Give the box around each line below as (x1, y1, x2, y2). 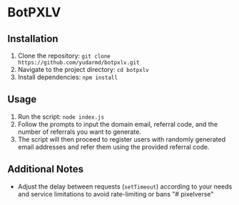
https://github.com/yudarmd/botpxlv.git (17, 59, 140, 66)
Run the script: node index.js (17, 112, 105, 121)
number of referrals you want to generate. (17, 127, 141, 136)
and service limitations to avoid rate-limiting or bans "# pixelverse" (17, 189, 214, 198)
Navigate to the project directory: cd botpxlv (17, 65, 149, 73)
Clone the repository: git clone (17, 51, 111, 60)
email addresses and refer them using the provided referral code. (17, 142, 210, 151)
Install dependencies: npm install (17, 73, 118, 81)
